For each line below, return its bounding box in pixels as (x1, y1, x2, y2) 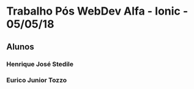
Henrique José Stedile (6, 60, 74, 68)
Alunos (6, 41, 35, 52)
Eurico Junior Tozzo (6, 76, 67, 85)
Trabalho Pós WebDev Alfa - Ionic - (6, 4, 188, 18)
